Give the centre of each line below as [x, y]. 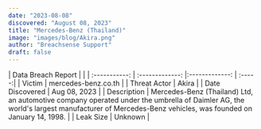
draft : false [30, 52]
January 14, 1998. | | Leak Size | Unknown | [79, 117]
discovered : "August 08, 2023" [60, 23]
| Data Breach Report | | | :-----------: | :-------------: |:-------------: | [123, 75]
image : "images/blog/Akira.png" [62, 38]
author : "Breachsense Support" [60, 45]
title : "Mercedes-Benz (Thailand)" [67, 30]
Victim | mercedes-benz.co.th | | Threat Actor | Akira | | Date [121, 83]
